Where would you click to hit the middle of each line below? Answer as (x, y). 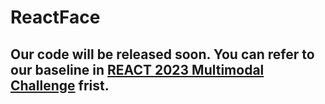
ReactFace (55, 17)
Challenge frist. (60, 85)
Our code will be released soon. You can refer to (162, 54)
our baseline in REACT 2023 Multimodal (137, 69)
